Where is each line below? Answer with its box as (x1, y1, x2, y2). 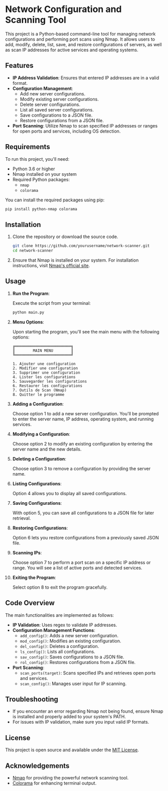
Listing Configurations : (12, 481, 62, 487)
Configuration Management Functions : (12, 627, 95, 633)
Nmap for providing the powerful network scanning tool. (12, 774, 129, 780)
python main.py (12, 310, 45, 315)
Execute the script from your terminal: (12, 300, 91, 306)
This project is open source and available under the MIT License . (5, 747, 139, 753)
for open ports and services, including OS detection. (12, 128, 121, 134)
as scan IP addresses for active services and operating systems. (5, 47, 139, 53)
